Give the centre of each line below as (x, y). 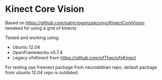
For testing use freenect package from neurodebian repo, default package (81, 67)
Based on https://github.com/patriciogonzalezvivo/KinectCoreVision (75, 23)
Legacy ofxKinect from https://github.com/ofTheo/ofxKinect (74, 57)
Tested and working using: (32, 38)
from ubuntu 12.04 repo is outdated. (42, 72)
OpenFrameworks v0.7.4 (38, 52)
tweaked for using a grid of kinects (41, 28)
